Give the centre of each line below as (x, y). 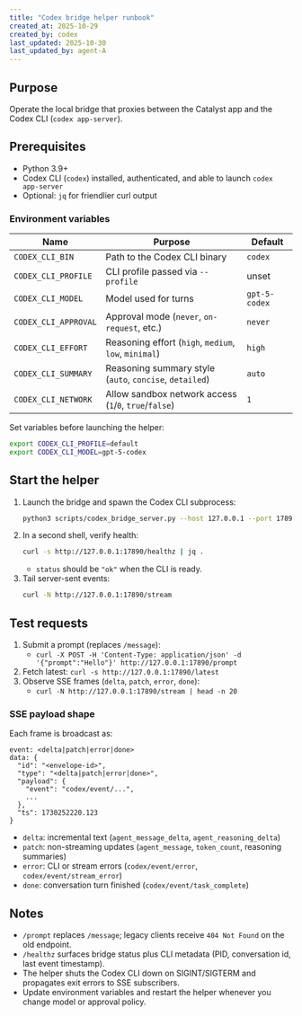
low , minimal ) (133, 354)
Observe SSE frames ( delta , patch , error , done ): (111, 681)
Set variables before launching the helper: (87, 428)
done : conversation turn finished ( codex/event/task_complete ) (136, 885)
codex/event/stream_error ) (72, 876)
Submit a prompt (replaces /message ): (91, 645)
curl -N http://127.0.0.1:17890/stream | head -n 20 (137, 692)
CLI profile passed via (151, 272)
